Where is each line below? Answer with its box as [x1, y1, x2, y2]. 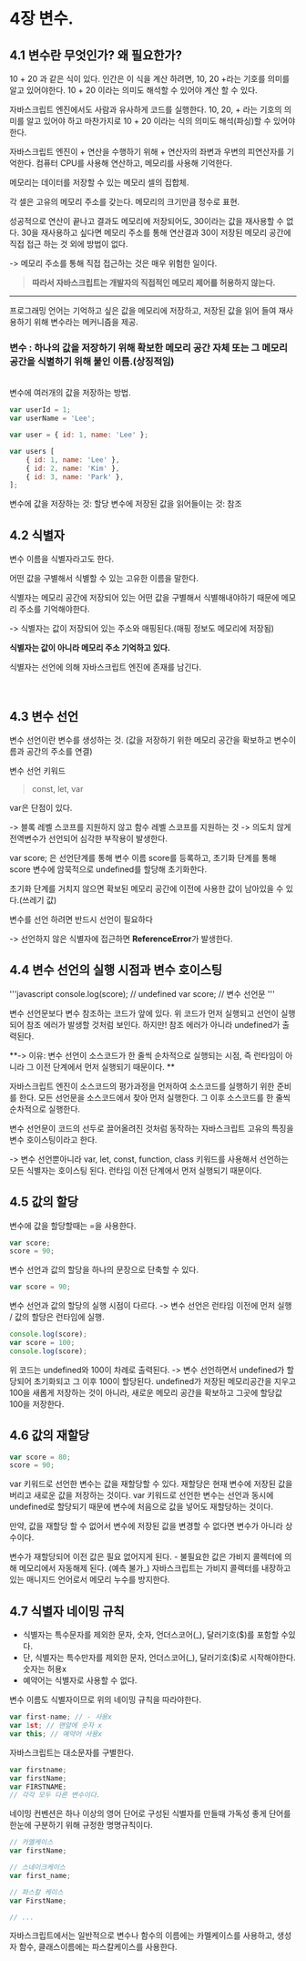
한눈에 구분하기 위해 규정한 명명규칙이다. [9, 1820, 153, 1831]
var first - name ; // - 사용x [9, 1712, 112, 1722]
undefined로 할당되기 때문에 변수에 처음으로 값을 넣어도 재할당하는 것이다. [9, 1501, 274, 1513]
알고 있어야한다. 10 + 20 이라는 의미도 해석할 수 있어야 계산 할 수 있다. [9, 85, 258, 96]
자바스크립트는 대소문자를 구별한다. [9, 1747, 134, 1758]
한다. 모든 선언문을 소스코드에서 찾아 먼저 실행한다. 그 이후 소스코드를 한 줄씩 [18, 1092, 291, 1103]
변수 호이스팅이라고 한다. [9, 1134, 97, 1145]
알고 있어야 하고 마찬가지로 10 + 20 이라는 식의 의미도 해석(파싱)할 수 [25, 116, 271, 126]
